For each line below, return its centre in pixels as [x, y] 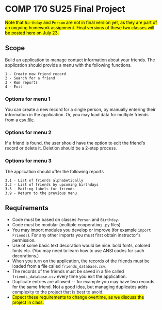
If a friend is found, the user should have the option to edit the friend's [75, 143]
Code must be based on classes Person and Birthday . [65, 219]
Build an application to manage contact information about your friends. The [80, 60]
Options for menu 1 [28, 99]
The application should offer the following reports [55, 171]
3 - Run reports [21, 82]
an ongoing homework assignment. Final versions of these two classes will [80, 27]
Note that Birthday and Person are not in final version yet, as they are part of [81, 22]
